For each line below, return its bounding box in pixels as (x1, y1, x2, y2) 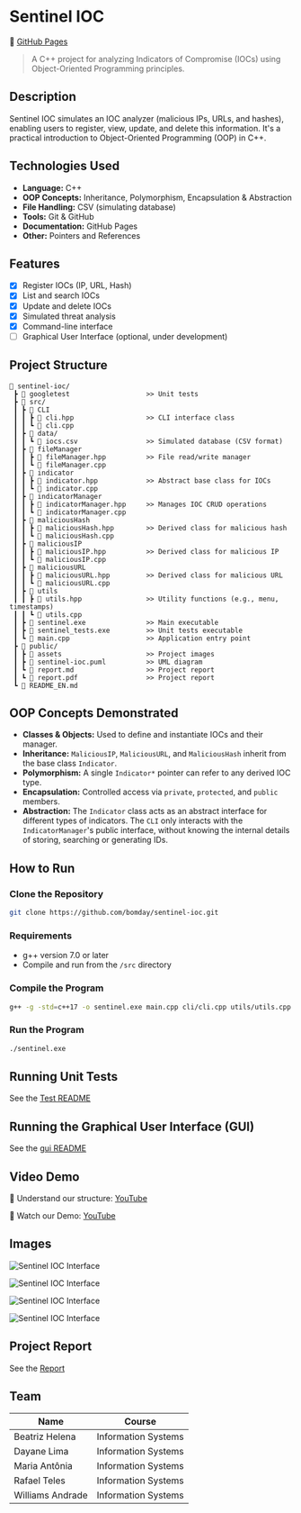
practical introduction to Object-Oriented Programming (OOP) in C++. (9, 132, 267, 143)
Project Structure (9, 358, 108, 373)
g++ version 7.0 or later (22, 950, 110, 961)
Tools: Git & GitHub (22, 211, 94, 222)
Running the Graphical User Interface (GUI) (9, 1119, 254, 1134)
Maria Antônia (13, 1460, 74, 1472)
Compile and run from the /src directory (22, 959, 173, 970)
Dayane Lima (13, 1445, 69, 1458)
